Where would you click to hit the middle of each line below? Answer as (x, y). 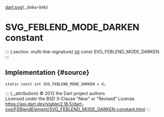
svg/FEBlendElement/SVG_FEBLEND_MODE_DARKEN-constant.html (75, 109)
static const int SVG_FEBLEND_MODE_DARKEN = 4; (56, 84)
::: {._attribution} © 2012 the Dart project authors (55, 93)
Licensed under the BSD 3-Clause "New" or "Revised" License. (70, 99)
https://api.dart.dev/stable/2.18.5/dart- (44, 104)
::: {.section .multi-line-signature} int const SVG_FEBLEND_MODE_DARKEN (82, 51)
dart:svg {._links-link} (27, 7)
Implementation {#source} (47, 72)
